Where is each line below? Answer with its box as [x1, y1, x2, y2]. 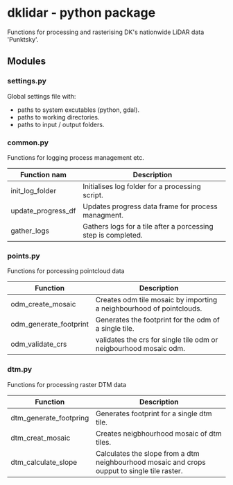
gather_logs [10, 226, 50, 236]
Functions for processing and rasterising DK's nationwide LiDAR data [7, 28, 205, 36]
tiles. [96, 437, 112, 447]
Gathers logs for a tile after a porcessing [83, 221, 214, 231]
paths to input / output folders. [17, 120, 105, 129]
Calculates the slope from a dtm [96, 448, 200, 458]
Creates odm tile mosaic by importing [95, 295, 218, 305]
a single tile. [95, 324, 135, 334]
